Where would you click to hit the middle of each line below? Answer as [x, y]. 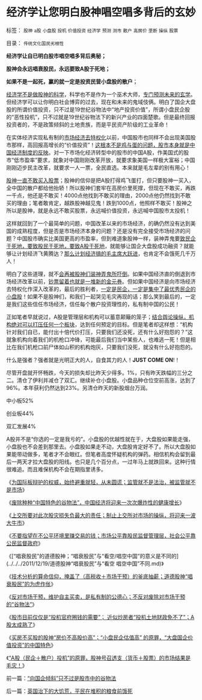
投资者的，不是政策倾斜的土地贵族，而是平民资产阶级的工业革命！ [88, 124]
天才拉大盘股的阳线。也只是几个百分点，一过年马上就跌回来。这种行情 [109, 462]
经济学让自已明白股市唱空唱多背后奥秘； [56, 56]
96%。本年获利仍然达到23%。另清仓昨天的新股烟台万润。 [79, 387]
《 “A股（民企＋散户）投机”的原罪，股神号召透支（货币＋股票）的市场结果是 [99, 658]
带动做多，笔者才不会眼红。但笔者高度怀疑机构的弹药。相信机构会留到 [103, 454]
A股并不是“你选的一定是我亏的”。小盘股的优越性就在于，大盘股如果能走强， [100, 439]
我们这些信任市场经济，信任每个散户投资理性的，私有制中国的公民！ [96, 304]
